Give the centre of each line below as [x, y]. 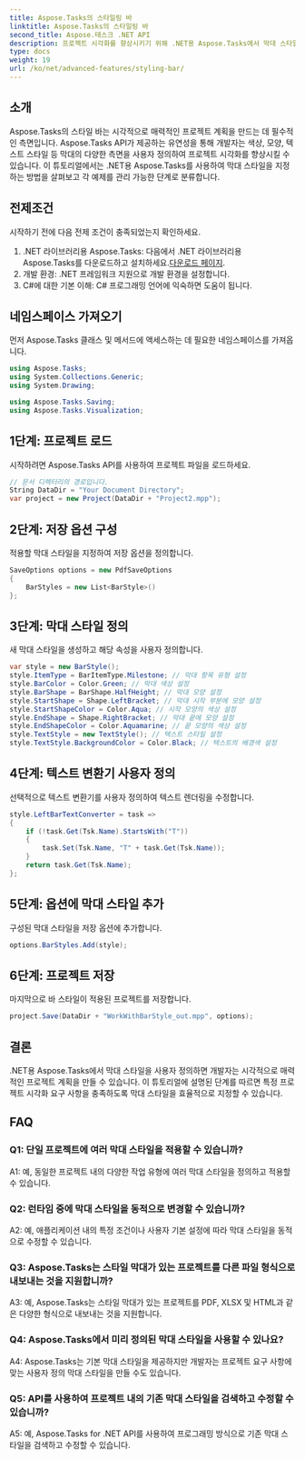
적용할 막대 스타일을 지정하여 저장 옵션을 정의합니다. [101, 553]
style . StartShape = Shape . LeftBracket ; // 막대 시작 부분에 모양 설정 [135, 701]
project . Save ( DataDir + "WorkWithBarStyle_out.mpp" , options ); [132, 1016]
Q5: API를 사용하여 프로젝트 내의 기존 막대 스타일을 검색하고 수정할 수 [152, 1398]
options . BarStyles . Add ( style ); [69, 945]
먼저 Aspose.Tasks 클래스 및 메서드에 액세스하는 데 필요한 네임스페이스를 [139, 340]
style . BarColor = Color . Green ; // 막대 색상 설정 [99, 684]
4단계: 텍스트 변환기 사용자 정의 [93, 774]
